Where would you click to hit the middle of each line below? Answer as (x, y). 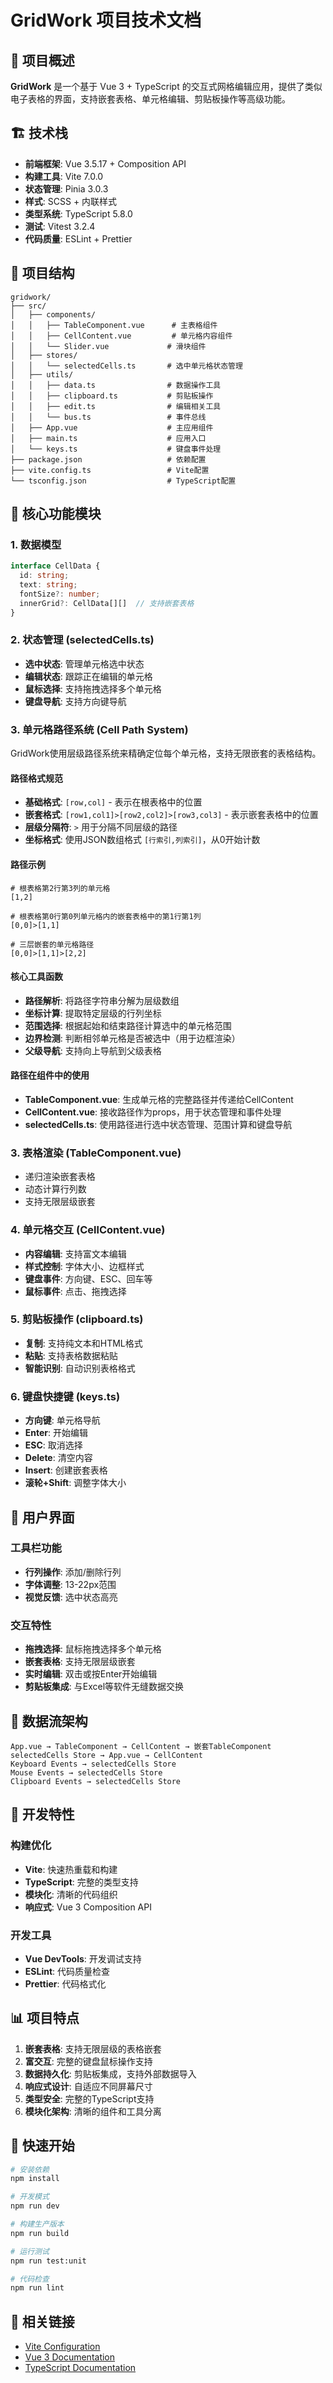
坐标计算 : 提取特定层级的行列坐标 (93, 1013)
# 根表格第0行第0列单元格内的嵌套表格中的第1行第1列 (106, 916)
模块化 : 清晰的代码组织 (71, 1894)
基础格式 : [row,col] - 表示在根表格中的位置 (113, 802)
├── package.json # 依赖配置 (108, 459)
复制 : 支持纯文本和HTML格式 (83, 1343)
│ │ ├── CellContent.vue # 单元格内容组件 (121, 336)
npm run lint (37, 2288)
